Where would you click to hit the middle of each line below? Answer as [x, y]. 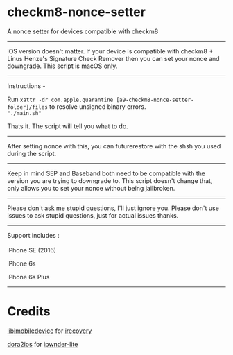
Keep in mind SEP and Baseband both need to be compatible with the [106, 173]
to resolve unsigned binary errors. [98, 106]
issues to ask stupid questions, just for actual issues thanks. [93, 215]
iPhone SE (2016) [32, 250]
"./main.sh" [24, 113]
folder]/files [28, 107]
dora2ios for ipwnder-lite [43, 344]
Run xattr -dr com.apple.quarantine [60, 99]
